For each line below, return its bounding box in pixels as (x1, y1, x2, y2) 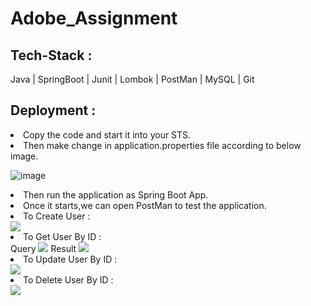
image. (10, 150, 39, 162)
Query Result (10, 242, 77, 254)
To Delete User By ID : (23, 273, 114, 286)
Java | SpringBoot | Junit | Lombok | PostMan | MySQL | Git (10, 73, 255, 85)
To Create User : (23, 210, 91, 222)
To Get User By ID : (23, 230, 102, 242)
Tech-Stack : (10, 47, 93, 64)
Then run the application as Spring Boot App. (23, 188, 209, 201)
